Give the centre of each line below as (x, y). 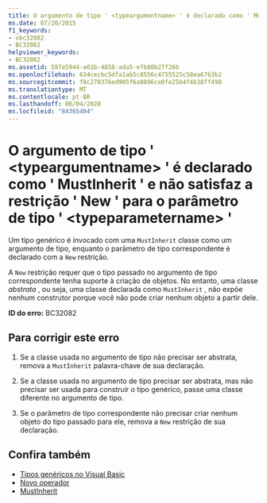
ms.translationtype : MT (48, 89)
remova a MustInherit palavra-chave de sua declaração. (112, 365)
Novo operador (44, 482)
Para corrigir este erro (64, 338)
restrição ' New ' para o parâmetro (124, 201)
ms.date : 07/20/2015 (43, 23)
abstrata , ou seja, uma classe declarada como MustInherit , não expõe (126, 289)
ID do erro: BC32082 (43, 313)
